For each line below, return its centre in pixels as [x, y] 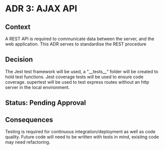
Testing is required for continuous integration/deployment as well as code [80, 132]
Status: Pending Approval [46, 103]
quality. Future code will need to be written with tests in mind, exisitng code [82, 137]
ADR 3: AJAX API [41, 9]
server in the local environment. [38, 87]
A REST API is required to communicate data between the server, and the [80, 39]
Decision [19, 60]
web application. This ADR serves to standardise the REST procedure [76, 44]
